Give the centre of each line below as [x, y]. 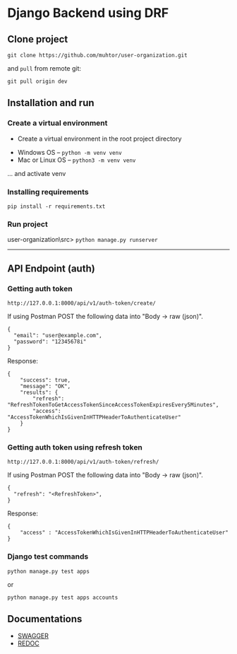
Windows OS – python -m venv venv [69, 152]
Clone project [38, 39]
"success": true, [45, 380]
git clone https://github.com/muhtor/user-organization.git [98, 55]
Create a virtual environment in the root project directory [99, 139]
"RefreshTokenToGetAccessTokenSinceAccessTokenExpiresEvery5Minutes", [113, 404]
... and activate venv [37, 173]
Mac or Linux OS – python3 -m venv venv [77, 160]
